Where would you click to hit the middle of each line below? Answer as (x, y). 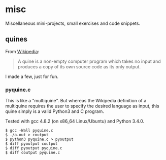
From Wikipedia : (22, 51)
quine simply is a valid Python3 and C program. (55, 111)
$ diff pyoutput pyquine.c (34, 148)
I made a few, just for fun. (32, 76)
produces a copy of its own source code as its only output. (79, 66)
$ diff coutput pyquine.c (32, 153)
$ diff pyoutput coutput (31, 144)
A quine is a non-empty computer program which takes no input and (89, 61)
